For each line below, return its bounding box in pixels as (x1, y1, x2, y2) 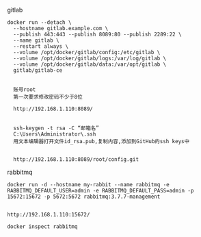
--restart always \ (13, 43, 69, 50)
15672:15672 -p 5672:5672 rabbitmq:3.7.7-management (7, 193, 161, 200)
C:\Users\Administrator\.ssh (13, 131, 96, 138)
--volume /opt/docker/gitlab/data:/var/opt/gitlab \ (13, 61, 167, 68)
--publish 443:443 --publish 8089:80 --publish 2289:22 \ (13, 31, 183, 38)
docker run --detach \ (7, 19, 72, 26)
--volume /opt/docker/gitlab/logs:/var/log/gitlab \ (13, 55, 167, 62)
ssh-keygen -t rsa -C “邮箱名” (13, 125, 99, 132)
